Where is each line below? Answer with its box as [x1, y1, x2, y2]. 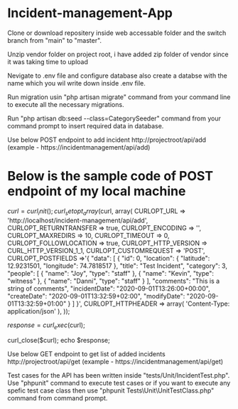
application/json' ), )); [7, 306, 70, 315]
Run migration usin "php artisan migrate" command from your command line [7, 93, 231, 101]
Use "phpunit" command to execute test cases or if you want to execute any [7, 379, 231, 388]
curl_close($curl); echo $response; [7, 336, 110, 345]
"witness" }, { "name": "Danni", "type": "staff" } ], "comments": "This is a [7, 276, 220, 285]
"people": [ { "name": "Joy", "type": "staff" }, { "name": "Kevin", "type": [7, 269, 215, 277]
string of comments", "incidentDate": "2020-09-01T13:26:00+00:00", [7, 284, 211, 293]
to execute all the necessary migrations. [7, 100, 124, 108]
